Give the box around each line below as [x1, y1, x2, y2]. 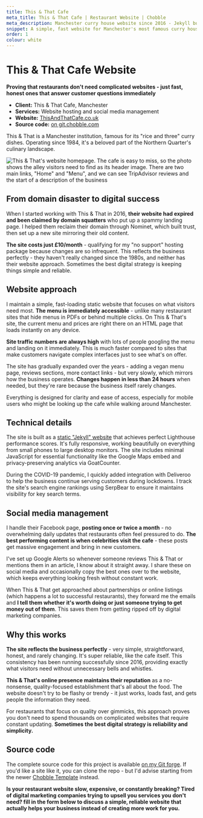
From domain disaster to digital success [6, 194, 160, 204]
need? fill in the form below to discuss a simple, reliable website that [6, 798, 182, 805]
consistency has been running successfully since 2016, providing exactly [6, 659, 188, 665]
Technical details [6, 417, 72, 428]
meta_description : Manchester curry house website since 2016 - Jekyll [6, 20, 190, 26]
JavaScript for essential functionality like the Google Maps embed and [6, 453, 181, 461]
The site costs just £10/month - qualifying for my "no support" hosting [6, 241, 184, 248]
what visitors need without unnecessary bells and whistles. [6, 665, 153, 672]
